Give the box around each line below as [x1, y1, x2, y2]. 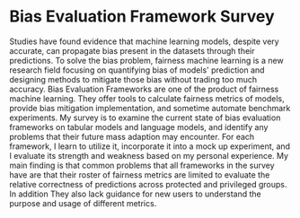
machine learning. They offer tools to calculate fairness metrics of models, [9, 92, 285, 104]
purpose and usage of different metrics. [9, 197, 157, 208]
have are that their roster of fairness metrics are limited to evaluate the [9, 169, 270, 180]
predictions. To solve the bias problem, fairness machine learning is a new [9, 55, 285, 65]
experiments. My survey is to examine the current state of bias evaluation [9, 112, 281, 123]
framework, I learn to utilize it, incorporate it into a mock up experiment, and [9, 141, 290, 152]
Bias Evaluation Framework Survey [9, 6, 276, 27]
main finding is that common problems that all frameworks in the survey [9, 160, 275, 170]
